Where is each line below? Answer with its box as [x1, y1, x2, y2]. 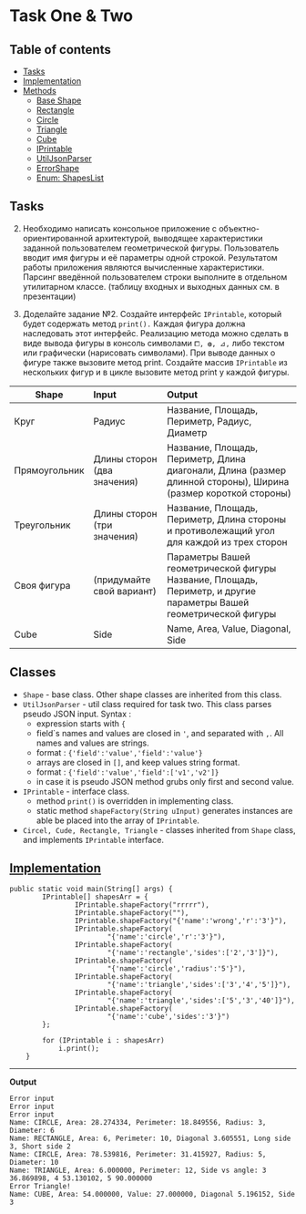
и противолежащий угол [167, 524, 275, 537]
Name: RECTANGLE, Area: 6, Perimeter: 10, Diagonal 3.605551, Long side [9, 1134, 291, 1144]
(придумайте [93, 573, 151, 586]
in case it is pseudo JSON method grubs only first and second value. [36, 776, 294, 787]
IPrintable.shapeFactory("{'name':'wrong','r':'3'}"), [74, 917, 287, 926]
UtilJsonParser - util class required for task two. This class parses [22, 698, 272, 709]
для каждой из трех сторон [167, 535, 288, 548]
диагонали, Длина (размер [167, 464, 287, 477]
